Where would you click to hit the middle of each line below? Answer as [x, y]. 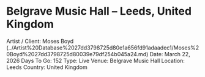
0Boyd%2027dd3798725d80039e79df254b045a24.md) [77, 54]
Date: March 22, [170, 54]
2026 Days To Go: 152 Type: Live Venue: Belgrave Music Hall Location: [96, 61]
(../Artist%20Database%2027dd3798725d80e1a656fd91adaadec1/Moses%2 [103, 48]
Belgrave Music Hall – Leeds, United [99, 11]
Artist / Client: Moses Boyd [40, 41]
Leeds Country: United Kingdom [47, 67]
